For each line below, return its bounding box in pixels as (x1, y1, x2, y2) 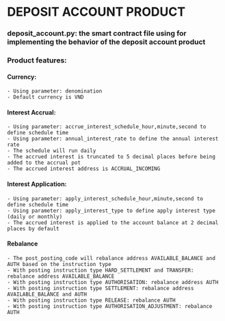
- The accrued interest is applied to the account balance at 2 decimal (7, 219, 219, 226)
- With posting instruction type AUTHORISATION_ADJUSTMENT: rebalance (7, 302, 213, 309)
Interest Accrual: (7, 108, 56, 117)
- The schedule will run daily (7, 147, 96, 154)
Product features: (7, 56, 67, 65)
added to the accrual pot (7, 159, 81, 167)
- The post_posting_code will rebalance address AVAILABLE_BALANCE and (7, 254, 215, 261)
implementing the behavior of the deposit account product (7, 37, 206, 47)
